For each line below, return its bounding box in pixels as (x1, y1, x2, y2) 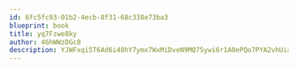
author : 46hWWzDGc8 (9, 37, 82, 47)
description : (9, 46, 58, 55)
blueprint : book (9, 21, 69, 30)
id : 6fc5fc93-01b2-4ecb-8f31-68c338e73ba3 (9, 12, 169, 22)
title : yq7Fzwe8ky (9, 29, 77, 38)
